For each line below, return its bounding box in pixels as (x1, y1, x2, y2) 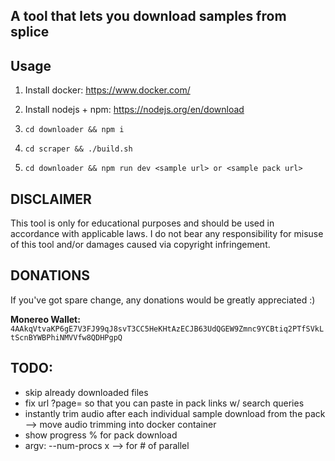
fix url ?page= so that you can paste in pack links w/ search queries (24, 397, 305, 409)
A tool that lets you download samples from (10, 8, 287, 25)
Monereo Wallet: (10, 313, 81, 325)
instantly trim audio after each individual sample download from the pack (24, 407, 326, 419)
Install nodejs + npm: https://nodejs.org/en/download (24, 104, 245, 116)
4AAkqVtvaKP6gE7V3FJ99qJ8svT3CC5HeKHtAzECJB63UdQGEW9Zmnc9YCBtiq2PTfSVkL (10, 324, 325, 334)
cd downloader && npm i (24, 125, 125, 135)
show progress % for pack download (24, 429, 178, 441)
